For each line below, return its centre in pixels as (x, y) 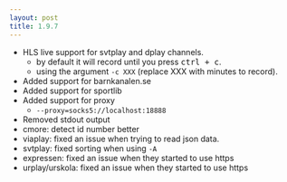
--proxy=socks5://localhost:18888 (101, 110)
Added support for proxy (69, 100)
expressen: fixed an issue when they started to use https (128, 158)
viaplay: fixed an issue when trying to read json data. (121, 139)
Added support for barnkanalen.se (87, 81)
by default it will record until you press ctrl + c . (129, 62)
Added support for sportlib (72, 91)
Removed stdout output (66, 120)
